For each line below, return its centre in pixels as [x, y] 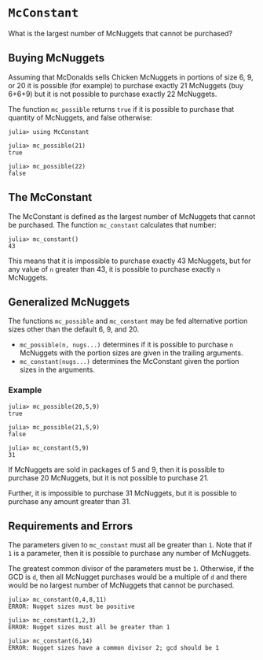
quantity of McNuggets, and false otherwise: [80, 117]
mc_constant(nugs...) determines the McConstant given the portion [129, 362]
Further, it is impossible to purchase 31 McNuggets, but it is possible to [122, 493]
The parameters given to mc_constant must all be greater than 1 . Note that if [130, 545]
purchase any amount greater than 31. [69, 501]
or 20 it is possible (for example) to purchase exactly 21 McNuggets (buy [126, 85]
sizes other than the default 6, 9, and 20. [74, 329]
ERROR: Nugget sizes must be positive [71, 607]
